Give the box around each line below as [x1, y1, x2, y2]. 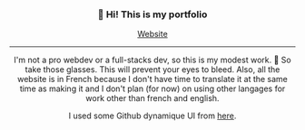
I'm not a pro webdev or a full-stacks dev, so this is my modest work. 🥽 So [13, 54, 292, 66]
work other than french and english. [85, 93, 220, 104]
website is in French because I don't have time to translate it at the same [16, 74, 289, 85]
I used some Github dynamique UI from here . [68, 110, 237, 121]
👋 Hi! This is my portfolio [97, 8, 208, 21]
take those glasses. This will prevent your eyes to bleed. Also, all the [25, 64, 280, 75]
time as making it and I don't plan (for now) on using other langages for [19, 83, 286, 94]
